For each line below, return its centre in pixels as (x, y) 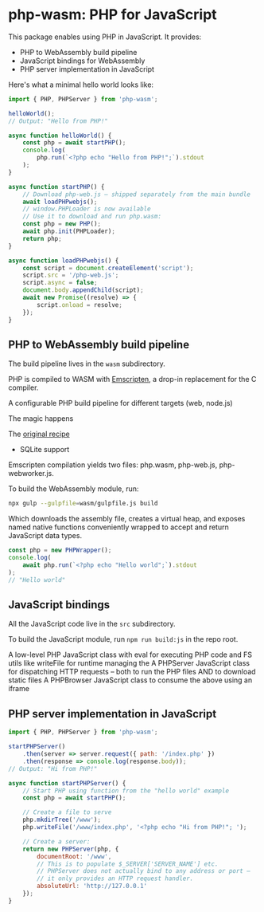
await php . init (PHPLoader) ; (69, 232)
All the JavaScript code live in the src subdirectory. (92, 624)
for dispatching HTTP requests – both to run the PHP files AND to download (132, 672)
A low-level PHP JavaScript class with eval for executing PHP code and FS (130, 655)
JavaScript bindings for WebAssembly (82, 61)
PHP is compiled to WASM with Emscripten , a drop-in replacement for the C (132, 379)
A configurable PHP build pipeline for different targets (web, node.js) (120, 403)
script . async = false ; (60, 283)
